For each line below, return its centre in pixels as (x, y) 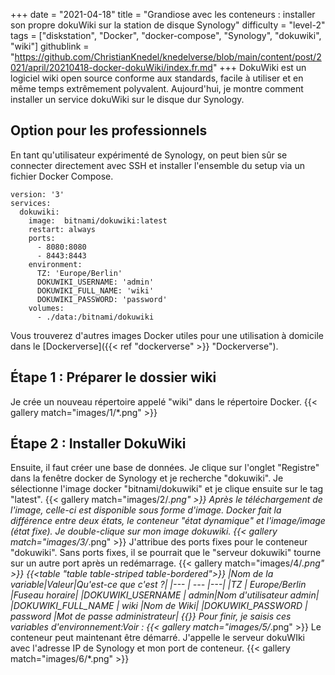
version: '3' (37, 194)
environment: (55, 264)
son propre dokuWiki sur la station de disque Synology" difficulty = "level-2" (168, 25)
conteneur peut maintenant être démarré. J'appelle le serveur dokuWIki (158, 638)
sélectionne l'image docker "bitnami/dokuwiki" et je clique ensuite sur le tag (167, 489)
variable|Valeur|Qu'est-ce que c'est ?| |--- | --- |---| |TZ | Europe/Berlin (158, 585)
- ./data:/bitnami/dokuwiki (95, 317)
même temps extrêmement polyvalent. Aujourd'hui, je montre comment (157, 88)
